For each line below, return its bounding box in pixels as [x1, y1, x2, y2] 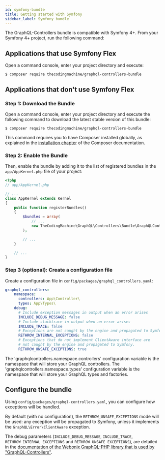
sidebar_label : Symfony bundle [5, 16, 69, 21]
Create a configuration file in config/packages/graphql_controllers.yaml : [5, 277, 153, 283]
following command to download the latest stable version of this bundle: [5, 116, 151, 122]
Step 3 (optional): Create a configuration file [5, 267, 113, 274]
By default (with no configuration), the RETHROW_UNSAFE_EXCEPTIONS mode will [5, 413, 159, 419]
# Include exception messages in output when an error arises [18, 310, 148, 315]
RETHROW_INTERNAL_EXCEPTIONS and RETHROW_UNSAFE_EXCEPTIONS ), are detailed [5, 438, 158, 444]
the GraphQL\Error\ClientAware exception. [5, 424, 90, 429]
